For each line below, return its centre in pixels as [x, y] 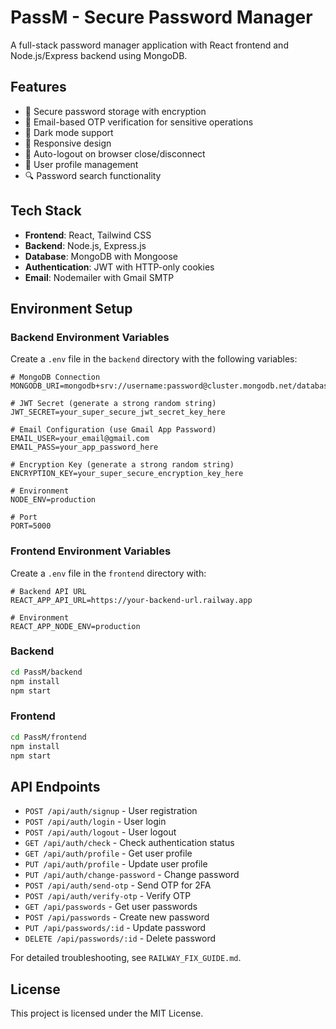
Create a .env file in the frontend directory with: [108, 573]
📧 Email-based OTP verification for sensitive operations [139, 122]
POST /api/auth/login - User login [95, 822]
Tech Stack [46, 211]
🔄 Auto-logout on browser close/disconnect [115, 153]
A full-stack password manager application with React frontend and [149, 45]
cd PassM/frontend [48, 737]
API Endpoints [55, 786]
